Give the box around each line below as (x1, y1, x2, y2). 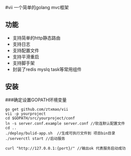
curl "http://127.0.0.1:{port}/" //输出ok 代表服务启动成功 (5, 145, 126, 151)
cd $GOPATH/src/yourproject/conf (5, 115, 75, 121)
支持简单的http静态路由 (12, 35, 61, 41)
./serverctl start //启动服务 (5, 136, 65, 141)
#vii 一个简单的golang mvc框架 (5, 5, 69, 10)
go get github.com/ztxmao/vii (5, 107, 69, 112)
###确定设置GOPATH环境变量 (5, 97, 67, 103)
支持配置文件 (12, 47, 39, 53)
